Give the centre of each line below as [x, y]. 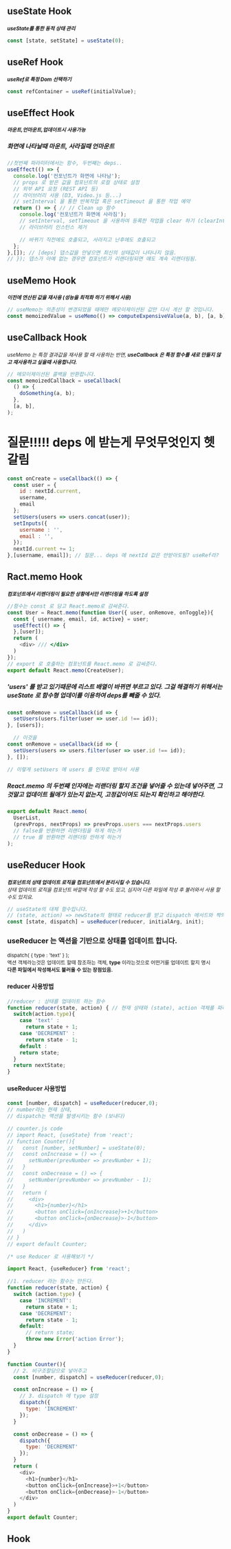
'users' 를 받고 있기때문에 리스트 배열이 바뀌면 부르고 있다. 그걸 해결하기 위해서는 [115, 687]
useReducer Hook [46, 865]
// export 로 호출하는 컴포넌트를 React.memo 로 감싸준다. [82, 664]
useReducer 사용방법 [37, 1088]
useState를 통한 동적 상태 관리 [41, 28]
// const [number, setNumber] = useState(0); [77, 1148]
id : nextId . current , [50, 491]
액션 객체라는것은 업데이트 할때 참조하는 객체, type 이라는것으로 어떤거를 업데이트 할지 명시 [109, 963]
